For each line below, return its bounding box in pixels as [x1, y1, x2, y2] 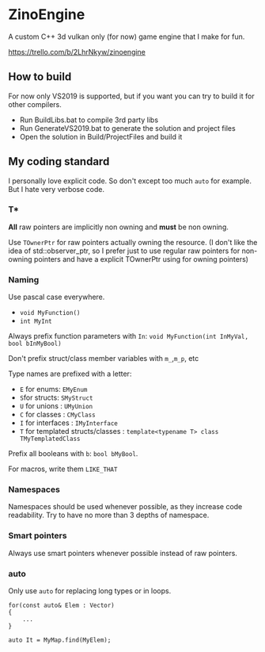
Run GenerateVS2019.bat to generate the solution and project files [19, 123, 236, 132]
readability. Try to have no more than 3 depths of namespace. [8, 510, 210, 520]
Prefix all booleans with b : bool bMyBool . [8, 449, 138, 458]
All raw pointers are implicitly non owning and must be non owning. [8, 222, 229, 232]
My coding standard [8, 155, 110, 168]
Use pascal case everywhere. [8, 292, 105, 302]
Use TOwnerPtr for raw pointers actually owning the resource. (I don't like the [8, 237, 258, 247]
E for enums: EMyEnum [19, 385, 88, 394]
